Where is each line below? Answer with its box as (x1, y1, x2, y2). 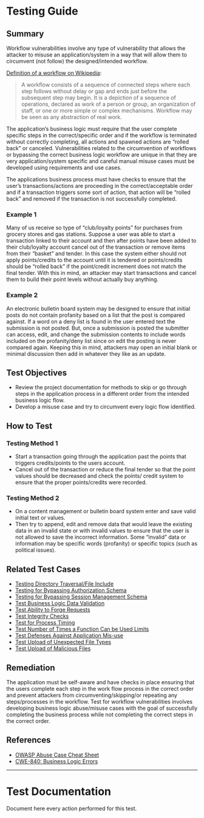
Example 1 (6, 210, 37, 218)
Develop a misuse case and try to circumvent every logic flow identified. (15, 403, 196, 411)
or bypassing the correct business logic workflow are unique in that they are (6, 151, 197, 158)
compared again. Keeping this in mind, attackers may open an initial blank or (6, 344, 197, 351)
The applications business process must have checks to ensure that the (6, 176, 186, 183)
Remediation (6, 662, 56, 673)
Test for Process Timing (15, 619, 75, 626)
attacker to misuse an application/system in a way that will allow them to (6, 51, 187, 58)
